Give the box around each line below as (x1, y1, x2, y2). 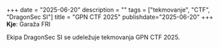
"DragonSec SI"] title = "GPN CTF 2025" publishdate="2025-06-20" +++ (6, 13, 214, 21)
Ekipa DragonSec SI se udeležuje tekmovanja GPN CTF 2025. (6, 33, 180, 41)
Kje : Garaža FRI (6, 20, 51, 28)
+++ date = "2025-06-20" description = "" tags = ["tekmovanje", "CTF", (6, 6, 210, 14)
